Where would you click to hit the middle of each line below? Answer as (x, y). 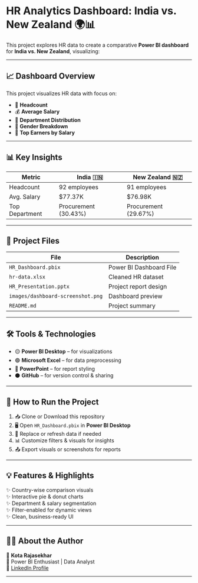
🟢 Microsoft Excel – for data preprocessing (68, 360)
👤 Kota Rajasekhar (29, 555)
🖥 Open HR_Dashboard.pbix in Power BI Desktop (72, 425)
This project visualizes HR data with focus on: (62, 93)
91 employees (146, 187)
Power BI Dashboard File (142, 267)
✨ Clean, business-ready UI (40, 516)
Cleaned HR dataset (136, 277)
